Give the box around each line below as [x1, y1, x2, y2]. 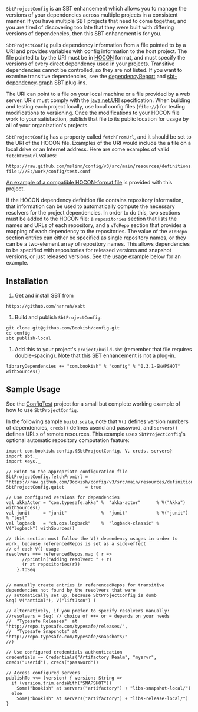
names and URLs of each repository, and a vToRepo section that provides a [6, 222, 187, 229]
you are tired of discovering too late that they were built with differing [6, 24, 174, 31]
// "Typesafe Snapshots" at [6, 628, 78, 634]
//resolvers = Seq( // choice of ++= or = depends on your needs [6, 613, 170, 619]
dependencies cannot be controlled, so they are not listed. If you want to [6, 67, 183, 73]
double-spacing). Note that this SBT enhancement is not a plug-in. [14, 352, 176, 359]
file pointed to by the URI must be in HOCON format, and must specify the [6, 54, 186, 61]
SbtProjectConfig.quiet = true [6, 484, 101, 490]
